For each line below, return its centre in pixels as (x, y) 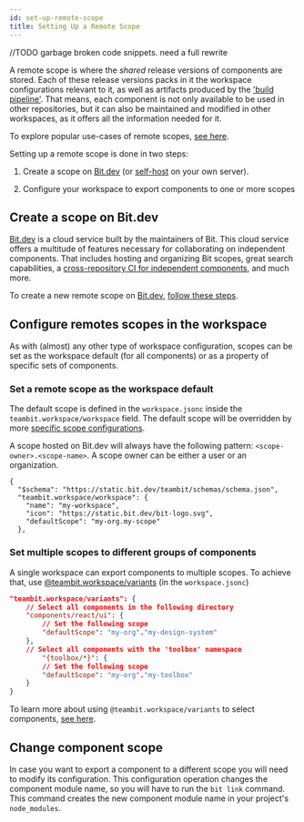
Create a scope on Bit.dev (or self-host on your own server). (136, 171)
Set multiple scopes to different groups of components (133, 553)
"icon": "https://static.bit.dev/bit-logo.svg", (120, 514)
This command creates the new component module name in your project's (149, 798)
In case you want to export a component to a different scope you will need (149, 769)
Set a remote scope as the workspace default (111, 390)
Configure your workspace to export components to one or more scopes (159, 188)
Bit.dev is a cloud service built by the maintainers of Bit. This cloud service (149, 239)
